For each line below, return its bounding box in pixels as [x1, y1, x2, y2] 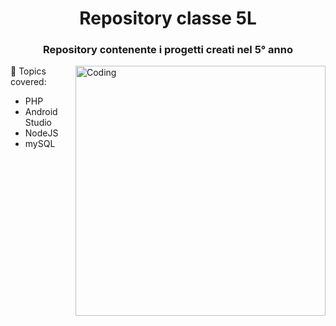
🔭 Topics [10, 65, 47, 77]
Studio [24, 117, 52, 129]
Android [24, 106, 58, 118]
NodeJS [24, 127, 59, 139]
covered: [10, 76, 47, 88]
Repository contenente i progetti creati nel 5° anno [42, 43, 294, 57]
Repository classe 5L [79, 7, 257, 30]
